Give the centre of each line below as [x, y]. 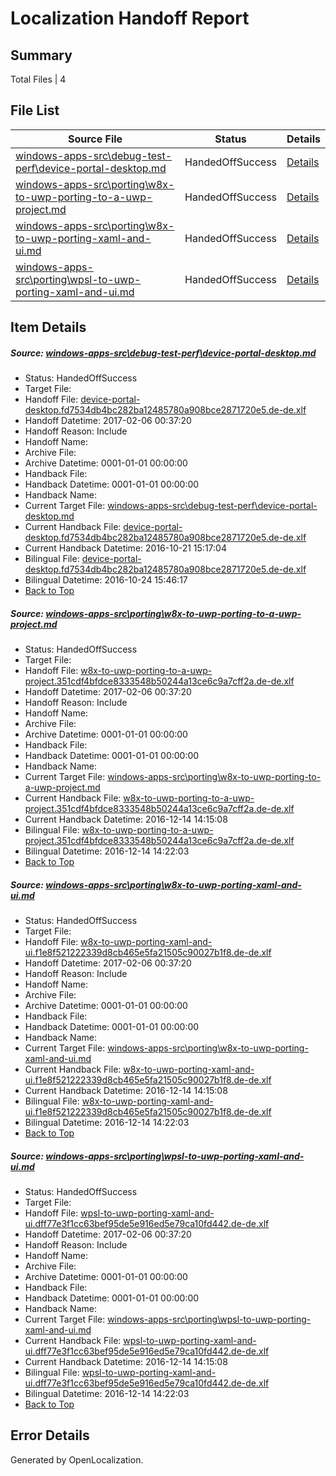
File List [35, 110]
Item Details [48, 327]
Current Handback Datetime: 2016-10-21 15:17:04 [125, 548]
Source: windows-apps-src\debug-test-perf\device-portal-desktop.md [163, 353]
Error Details [50, 1435]
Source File [95, 139]
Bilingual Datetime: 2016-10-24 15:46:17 [106, 580]
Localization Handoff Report [130, 18]
